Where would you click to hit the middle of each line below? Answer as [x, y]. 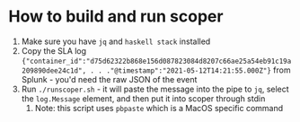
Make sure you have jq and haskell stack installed [116, 41]
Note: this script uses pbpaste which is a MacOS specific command [159, 108]
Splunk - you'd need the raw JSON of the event [109, 79]
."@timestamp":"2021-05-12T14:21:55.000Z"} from [199, 70]
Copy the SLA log [54, 50]
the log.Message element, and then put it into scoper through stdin [143, 98]
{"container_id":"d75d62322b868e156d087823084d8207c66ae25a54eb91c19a [156, 61]
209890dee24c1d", [54, 70]
